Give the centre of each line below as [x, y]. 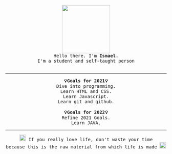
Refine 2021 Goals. [86, 118]
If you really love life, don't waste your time [91, 139]
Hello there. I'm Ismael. [86, 56]
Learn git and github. [86, 102]
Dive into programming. [86, 86]
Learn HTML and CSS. [86, 91]
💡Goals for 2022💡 [86, 112]
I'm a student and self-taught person [86, 61]
